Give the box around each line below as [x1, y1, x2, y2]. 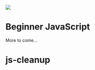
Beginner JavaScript [5, 21, 90, 33]
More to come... [5, 37, 38, 43]
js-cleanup [5, 54, 51, 66]
